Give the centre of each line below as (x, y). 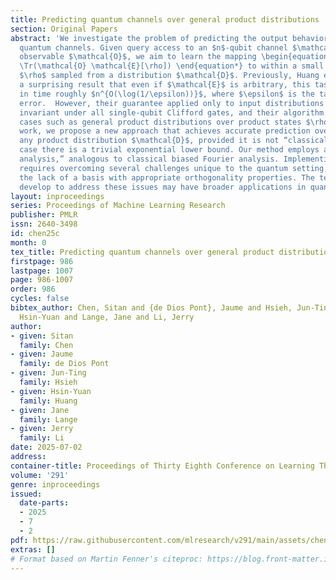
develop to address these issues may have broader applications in (163, 187)
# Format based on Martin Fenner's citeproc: (106, 559)
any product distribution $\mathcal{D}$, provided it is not (149, 141)
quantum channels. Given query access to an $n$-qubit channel (153, 47)
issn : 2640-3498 (44, 224)
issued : (26, 494)
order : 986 (33, 289)
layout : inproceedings (57, 196)
